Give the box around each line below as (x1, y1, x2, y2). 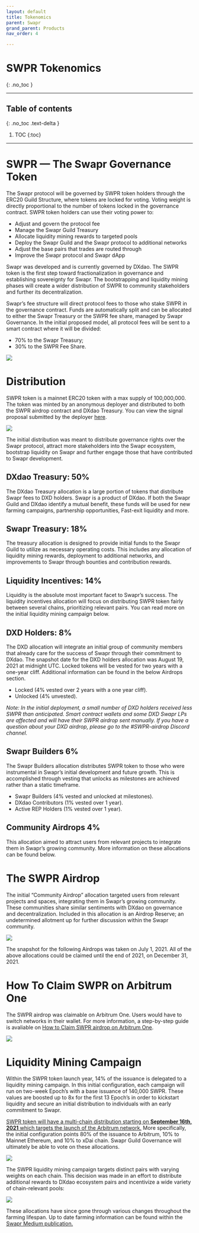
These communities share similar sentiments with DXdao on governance (6, 904, 182, 911)
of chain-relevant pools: (6, 1185, 65, 1192)
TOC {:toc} (14, 131, 41, 138)
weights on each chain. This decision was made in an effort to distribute (6, 1172, 182, 1180)
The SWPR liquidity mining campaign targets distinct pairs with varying (6, 1166, 179, 1173)
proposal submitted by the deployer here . (6, 413, 107, 420)
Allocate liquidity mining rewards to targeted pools (14, 233, 138, 240)
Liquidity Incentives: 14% (6, 576, 102, 586)
